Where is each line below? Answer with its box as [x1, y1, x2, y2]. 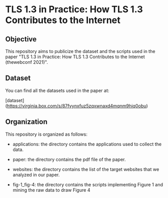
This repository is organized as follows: [5, 131, 88, 137]
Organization [5, 117, 47, 126]
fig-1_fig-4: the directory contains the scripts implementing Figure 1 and [12, 181, 163, 187]
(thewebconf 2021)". [5, 59, 48, 65]
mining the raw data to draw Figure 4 [12, 187, 91, 193]
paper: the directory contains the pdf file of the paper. [12, 156, 126, 162]
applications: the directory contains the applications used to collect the [12, 141, 162, 147]
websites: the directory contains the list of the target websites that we [12, 166, 159, 172]
